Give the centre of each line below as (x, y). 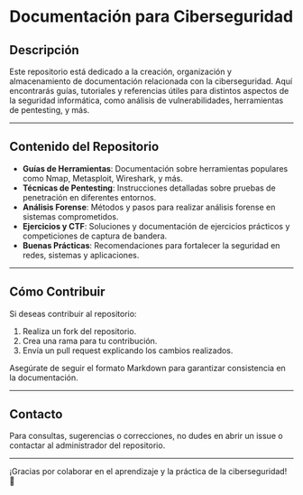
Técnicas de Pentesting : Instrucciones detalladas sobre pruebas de (149, 188)
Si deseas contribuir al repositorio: (73, 313)
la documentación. (44, 378)
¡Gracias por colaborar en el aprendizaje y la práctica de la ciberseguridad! (148, 472)
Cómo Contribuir (57, 292)
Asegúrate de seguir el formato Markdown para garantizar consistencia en (147, 368)
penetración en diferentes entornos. (89, 197)
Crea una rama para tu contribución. (90, 341)
